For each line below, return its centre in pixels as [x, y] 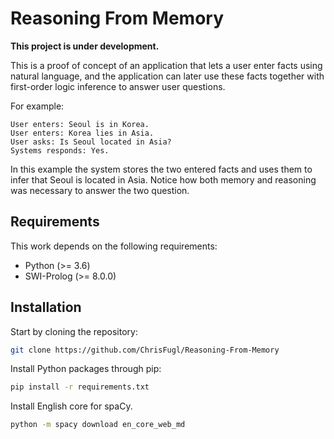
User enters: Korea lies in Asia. [82, 133]
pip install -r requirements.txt [80, 387]
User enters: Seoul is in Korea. [80, 124]
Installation [46, 307]
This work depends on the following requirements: [114, 246]
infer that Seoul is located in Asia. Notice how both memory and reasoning [163, 179]
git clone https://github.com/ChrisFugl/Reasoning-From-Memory [145, 350]
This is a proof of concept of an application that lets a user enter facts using [166, 65]
